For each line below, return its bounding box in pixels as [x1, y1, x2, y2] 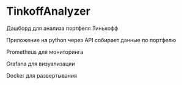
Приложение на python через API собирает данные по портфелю [6, 36, 177, 43]
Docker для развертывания [6, 72, 78, 79]
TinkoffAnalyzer [6, 4, 90, 18]
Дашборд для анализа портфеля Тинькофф [6, 24, 118, 32]
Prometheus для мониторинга [6, 48, 84, 56]
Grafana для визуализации [6, 60, 75, 67]
